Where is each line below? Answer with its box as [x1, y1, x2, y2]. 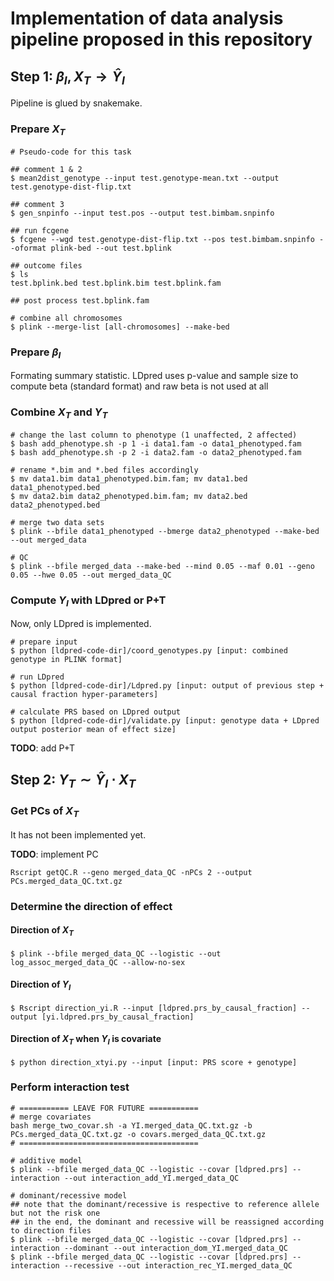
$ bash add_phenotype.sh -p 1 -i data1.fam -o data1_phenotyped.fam [10, 438, 302, 449]
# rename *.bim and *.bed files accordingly [10, 465, 199, 475]
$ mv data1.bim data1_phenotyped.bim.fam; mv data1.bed [10, 473, 248, 484]
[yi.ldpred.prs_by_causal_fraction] [41, 1012, 195, 1022]
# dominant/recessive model [10, 1190, 128, 1201]
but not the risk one [10, 1208, 101, 1218]
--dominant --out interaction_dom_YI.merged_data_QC [63, 1243, 288, 1253]
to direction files [10, 1225, 92, 1236]
